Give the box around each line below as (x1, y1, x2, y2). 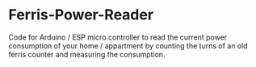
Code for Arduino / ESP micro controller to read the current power (8, 32, 228, 42)
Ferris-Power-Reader (8, 6, 154, 24)
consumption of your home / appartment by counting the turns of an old (8, 40, 248, 50)
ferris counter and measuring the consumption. (8, 49, 166, 59)
